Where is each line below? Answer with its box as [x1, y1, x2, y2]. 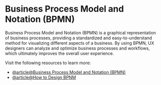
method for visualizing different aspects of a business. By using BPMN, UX [5, 40, 154, 46]
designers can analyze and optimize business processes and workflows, [5, 45, 150, 51]
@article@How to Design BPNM [12, 74, 76, 80]
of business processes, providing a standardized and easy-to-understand [5, 35, 152, 41]
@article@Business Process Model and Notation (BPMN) [12, 69, 126, 75]
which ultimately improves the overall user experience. [5, 50, 114, 56]
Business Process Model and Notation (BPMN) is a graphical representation [5, 30, 156, 35]
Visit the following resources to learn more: [5, 60, 91, 66]
